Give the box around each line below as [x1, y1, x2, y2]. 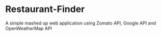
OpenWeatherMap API [5, 25, 52, 31]
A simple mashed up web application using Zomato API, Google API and [5, 20, 156, 26]
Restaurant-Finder [5, 3, 85, 15]
